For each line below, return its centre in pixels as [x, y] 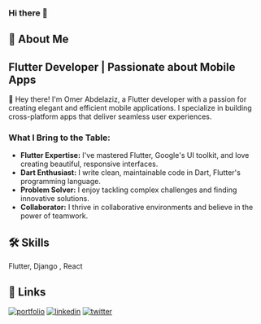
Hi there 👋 [28, 13]
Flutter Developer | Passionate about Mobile [122, 67]
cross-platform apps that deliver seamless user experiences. [110, 116]
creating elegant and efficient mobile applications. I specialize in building [130, 108]
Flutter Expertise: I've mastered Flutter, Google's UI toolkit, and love [135, 155]
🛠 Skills [29, 242]
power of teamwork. [54, 216]
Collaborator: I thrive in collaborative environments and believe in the [137, 208]
